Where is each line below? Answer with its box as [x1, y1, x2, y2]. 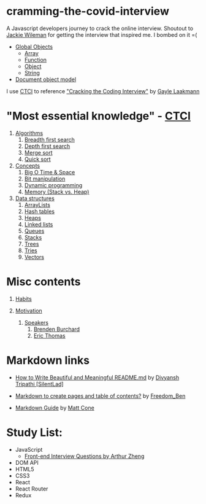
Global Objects [15, 43, 53, 50]
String [24, 69, 40, 76]
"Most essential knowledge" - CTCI [6, 109, 191, 123]
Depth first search [24, 142, 71, 150]
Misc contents [6, 275, 81, 289]
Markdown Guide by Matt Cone [15, 404, 95, 411]
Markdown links [6, 354, 90, 367]
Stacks [24, 233, 42, 241]
